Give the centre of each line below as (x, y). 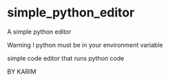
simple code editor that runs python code (66, 58)
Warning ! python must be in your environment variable (85, 45)
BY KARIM (22, 71)
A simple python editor (39, 32)
